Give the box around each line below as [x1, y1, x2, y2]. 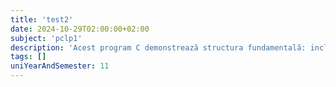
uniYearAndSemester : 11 [10, 61, 110, 71]
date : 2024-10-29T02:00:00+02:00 [10, 24, 150, 34]
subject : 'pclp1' [10, 33, 83, 43]
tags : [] [10, 52, 47, 62]
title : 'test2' [10, 14, 74, 25]
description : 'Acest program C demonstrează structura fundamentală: [10, 42, 307, 53]
